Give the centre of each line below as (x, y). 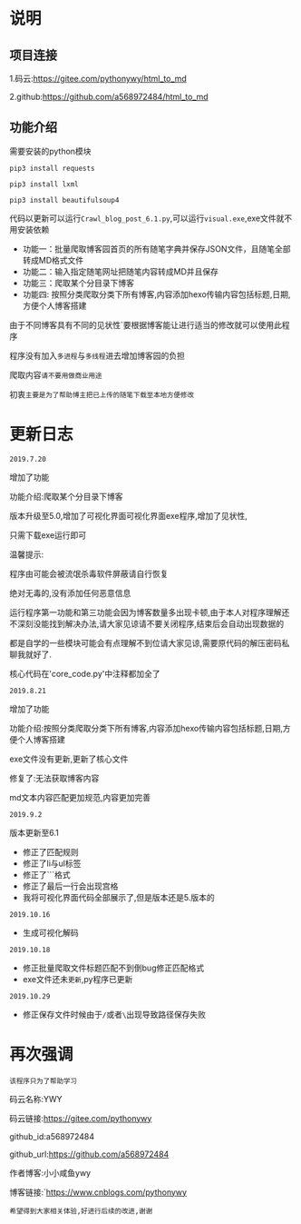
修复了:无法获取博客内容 (54, 778)
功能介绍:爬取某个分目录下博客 (67, 496)
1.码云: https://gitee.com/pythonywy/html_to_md (98, 79)
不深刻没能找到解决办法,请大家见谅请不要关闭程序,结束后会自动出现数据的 (147, 623)
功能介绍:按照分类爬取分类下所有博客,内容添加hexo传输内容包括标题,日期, (146, 728)
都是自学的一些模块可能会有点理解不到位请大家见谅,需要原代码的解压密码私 (150, 642)
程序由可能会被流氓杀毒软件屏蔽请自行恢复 (89, 573)
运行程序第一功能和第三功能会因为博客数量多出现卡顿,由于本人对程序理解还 (150, 612)
